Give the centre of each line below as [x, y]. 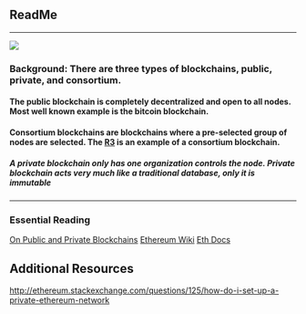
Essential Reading [50, 220]
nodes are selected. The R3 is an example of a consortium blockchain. [145, 141]
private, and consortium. [65, 79]
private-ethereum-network [60, 300]
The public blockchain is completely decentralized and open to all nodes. [150, 102]
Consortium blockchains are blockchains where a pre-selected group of [148, 132]
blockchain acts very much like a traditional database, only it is [132, 173]
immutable [31, 183]
